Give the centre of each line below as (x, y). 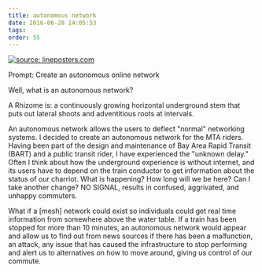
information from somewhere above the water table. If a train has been (123, 219)
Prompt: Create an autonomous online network (84, 75)
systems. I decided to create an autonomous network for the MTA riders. (126, 138)
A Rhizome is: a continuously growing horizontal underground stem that (124, 105)
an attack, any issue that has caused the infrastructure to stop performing (128, 244)
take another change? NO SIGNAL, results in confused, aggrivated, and (124, 187)
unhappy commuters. (42, 196)
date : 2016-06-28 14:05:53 (52, 23)
